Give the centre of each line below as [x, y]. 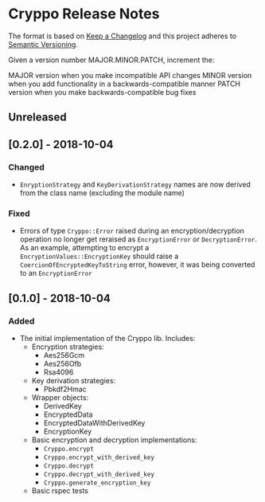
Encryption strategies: [68, 347]
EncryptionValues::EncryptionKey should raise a [99, 257]
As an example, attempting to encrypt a [84, 248]
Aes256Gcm [64, 355]
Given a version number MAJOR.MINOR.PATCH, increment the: [111, 60]
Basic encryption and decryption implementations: [114, 440]
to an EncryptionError [56, 273]
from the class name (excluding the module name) [102, 193]
